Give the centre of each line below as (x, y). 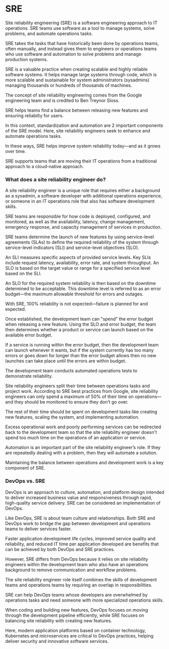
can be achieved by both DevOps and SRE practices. (60, 549)
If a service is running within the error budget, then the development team (82, 345)
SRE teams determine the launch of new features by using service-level (80, 237)
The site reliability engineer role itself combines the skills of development (81, 579)
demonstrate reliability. (29, 376)
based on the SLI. (23, 274)
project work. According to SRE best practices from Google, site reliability (82, 391)
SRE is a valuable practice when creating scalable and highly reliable (76, 69)
